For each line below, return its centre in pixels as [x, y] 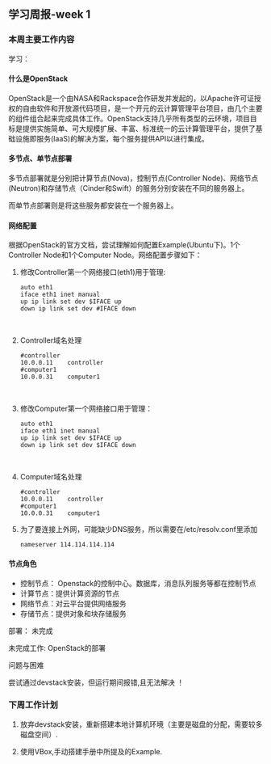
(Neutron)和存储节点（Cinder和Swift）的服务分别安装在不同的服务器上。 [129, 188]
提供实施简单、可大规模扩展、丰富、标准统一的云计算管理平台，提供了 [139, 129]
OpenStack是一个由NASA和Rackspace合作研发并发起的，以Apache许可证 [131, 98]
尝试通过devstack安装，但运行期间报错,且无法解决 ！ [96, 682]
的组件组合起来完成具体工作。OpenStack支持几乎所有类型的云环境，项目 [129, 118]
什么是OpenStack [38, 78]
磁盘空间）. [39, 734]
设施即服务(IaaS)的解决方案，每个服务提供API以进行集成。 [112, 138]
